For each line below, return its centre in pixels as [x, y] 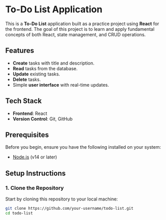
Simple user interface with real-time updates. [61, 85]
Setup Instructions [35, 173]
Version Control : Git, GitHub [43, 118]
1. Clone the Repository [34, 188]
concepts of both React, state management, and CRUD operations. [76, 34]
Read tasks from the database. [45, 68]
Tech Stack [23, 101]
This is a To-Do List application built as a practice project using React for [82, 24]
